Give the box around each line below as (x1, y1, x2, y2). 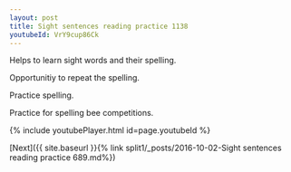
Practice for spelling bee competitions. (9, 108, 154, 119)
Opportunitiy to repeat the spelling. (9, 72, 141, 83)
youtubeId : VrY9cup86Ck (9, 30, 100, 39)
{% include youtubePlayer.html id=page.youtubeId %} (9, 125, 211, 136)
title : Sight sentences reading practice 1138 (9, 22, 189, 31)
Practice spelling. (9, 90, 74, 100)
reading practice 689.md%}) (9, 152, 116, 163)
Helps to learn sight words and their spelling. (9, 55, 177, 66)
